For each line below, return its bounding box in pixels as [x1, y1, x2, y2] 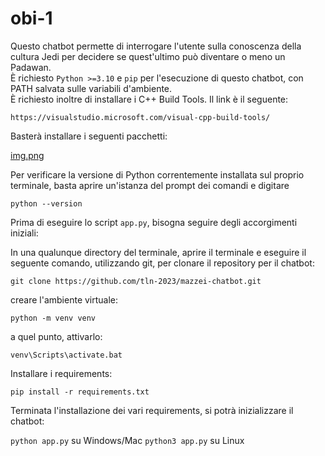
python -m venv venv [10, 313, 97, 323]
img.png [10, 149, 45, 161]
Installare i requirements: [10, 367, 113, 379]
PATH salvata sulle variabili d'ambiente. [10, 82, 173, 94]
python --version [10, 198, 83, 209]
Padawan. [10, 61, 52, 73]
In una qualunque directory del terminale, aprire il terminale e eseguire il [10, 246, 307, 258]
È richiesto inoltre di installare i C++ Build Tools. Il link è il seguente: [10, 93, 289, 105]
